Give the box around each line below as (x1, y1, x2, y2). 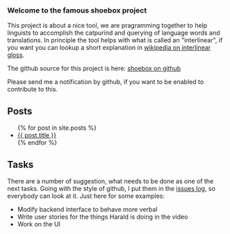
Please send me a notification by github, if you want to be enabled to (7, 78, 204, 86)
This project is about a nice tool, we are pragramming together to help (7, 22, 208, 30)
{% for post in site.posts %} (17, 124, 97, 132)
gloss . (7, 51, 25, 59)
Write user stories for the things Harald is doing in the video (17, 212, 188, 221)
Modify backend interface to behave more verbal (17, 205, 158, 213)
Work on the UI (17, 219, 61, 228)
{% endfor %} (17, 138, 58, 147)
